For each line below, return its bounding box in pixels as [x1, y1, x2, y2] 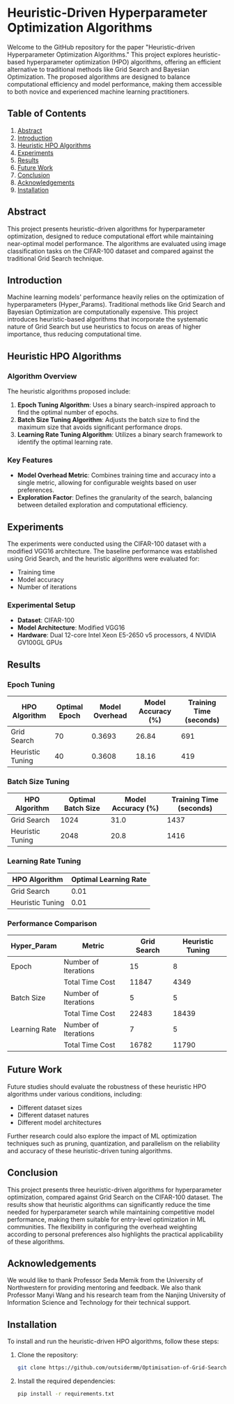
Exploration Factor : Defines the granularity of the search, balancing [17, 493, 212, 502]
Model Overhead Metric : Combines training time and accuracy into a [17, 471, 216, 479]
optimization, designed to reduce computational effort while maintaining [7, 232, 214, 240]
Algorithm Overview [7, 371, 77, 381]
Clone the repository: [17, 1351, 79, 1359]
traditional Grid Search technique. [7, 254, 104, 263]
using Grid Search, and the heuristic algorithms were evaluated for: [7, 554, 200, 563]
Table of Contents [7, 108, 87, 120]
